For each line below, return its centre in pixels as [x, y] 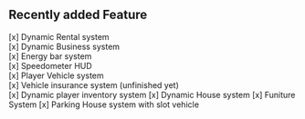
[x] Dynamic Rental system [59, 36]
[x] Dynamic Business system [64, 46]
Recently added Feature [78, 15]
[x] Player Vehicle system [56, 75]
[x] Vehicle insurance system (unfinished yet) [94, 84]
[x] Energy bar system [50, 56]
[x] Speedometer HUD [50, 65]
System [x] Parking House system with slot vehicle [104, 104]
